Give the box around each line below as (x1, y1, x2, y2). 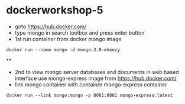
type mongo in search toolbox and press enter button (14, 29, 145, 36)
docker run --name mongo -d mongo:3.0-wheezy (6, 46, 120, 53)
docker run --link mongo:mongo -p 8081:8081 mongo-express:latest (6, 92, 173, 98)
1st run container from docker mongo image (14, 35, 122, 42)
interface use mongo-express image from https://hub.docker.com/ (14, 75, 177, 82)
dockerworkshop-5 (6, 4, 103, 17)
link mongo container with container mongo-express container (14, 80, 167, 88)
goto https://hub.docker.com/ (14, 23, 87, 30)
